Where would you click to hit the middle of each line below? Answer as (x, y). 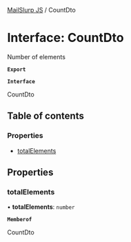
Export (17, 69)
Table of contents (46, 116)
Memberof (20, 220)
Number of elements (36, 57)
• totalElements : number (41, 207)
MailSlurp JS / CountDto (41, 10)
